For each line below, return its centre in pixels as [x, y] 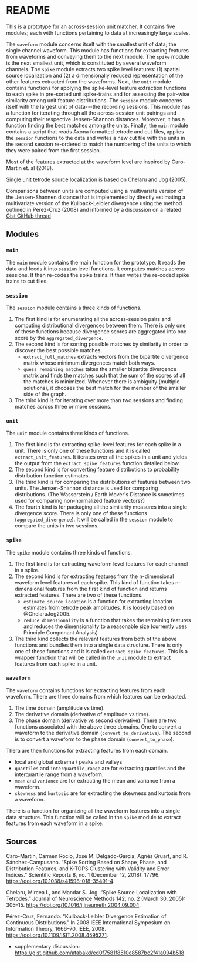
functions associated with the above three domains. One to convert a [98, 726]
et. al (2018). [38, 168]
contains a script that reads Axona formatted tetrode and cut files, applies [95, 131]
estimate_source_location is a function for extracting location [98, 601]
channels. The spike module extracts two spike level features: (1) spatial [93, 69]
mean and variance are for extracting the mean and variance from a [95, 780]
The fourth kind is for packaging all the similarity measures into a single [101, 507]
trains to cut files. [27, 281]
